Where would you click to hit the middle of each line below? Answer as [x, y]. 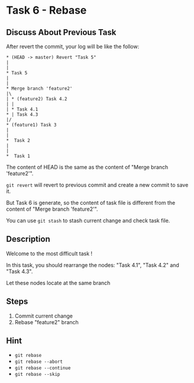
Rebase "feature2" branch [46, 322]
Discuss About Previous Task [61, 32]
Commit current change [43, 316]
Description [28, 239]
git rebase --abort [39, 362]
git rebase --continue [43, 368]
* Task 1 [18, 156]
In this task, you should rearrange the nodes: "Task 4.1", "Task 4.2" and [93, 265]
